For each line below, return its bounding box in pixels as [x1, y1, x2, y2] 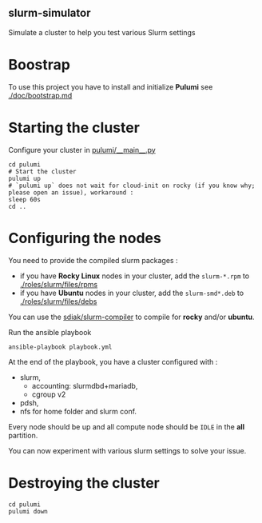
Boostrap [8, 56, 70, 74]
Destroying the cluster [8, 473, 160, 492]
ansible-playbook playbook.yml [8, 343, 113, 351]
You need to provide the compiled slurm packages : [8, 255, 178, 265]
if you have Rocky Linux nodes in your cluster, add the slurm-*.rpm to [19, 271, 250, 281]
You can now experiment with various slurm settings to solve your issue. [8, 445, 247, 455]
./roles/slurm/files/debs [19, 296, 97, 306]
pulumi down [8, 507, 48, 515]
